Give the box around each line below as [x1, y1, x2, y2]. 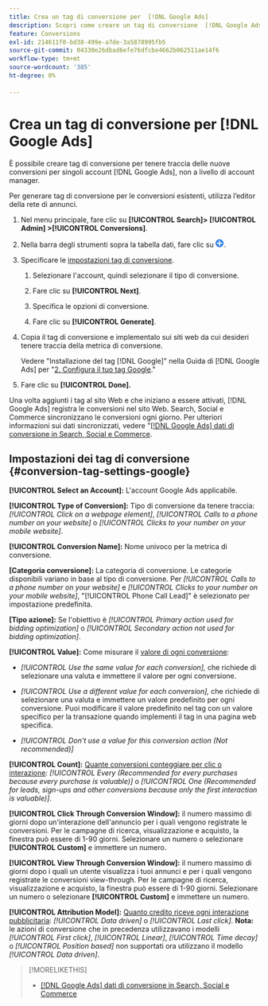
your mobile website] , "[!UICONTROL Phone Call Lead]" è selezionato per [9, 591, 250, 601]
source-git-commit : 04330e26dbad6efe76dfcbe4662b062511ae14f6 [9, 46, 219, 55]
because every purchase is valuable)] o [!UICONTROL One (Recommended [9, 777, 257, 786]
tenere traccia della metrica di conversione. [20, 341, 163, 350]
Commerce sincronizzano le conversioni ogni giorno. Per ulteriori [9, 412, 223, 422]
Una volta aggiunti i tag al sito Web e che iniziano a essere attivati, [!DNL [9, 395, 247, 405]
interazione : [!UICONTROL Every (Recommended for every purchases [9, 768, 238, 778]
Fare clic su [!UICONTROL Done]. [20, 380, 132, 389]
